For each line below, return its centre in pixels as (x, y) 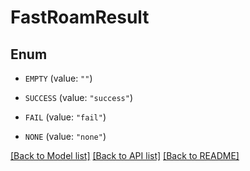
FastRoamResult (80, 17)
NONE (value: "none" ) (65, 136)
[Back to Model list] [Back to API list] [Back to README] (125, 155)
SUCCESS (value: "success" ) (78, 97)
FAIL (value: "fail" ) (65, 117)
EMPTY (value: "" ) (58, 78)
